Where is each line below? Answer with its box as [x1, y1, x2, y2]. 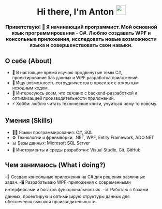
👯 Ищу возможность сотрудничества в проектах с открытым [12, 80, 139, 86]
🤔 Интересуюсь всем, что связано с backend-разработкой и [12, 90, 138, 96]
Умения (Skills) [5, 117, 53, 125]
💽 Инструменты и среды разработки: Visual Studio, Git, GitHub [12, 147, 141, 152]
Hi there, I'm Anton [37, 6, 114, 17]
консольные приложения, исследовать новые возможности [5, 36, 157, 43]
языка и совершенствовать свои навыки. [29, 42, 133, 48]
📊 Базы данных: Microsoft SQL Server [12, 140, 90, 146]
